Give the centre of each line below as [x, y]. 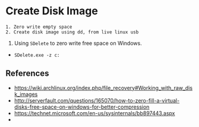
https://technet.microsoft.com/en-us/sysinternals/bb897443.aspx [95, 113]
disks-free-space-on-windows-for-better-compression [82, 107]
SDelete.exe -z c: [37, 55]
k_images [26, 94]
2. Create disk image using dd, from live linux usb [72, 32]
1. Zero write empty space [39, 27]
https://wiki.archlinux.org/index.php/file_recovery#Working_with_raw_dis [103, 88]
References [27, 74]
